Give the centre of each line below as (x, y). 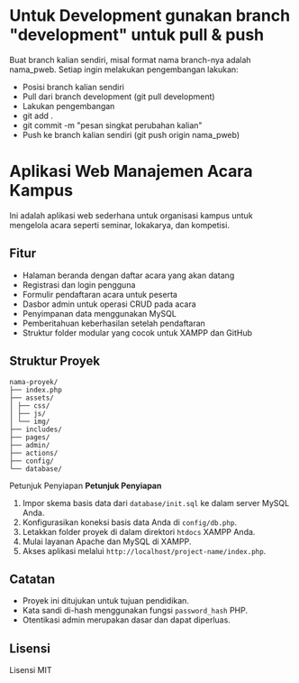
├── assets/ (32, 398)
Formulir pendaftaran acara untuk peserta (100, 294)
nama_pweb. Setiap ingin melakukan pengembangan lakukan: (124, 69)
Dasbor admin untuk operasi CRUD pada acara (109, 304)
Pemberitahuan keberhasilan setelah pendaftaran (113, 323)
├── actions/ (34, 453)
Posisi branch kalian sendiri (73, 87)
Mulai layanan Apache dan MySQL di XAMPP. (107, 541)
